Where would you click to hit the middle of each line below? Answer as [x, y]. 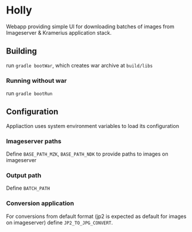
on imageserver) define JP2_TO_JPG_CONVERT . [60, 222]
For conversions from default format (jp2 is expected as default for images [96, 216]
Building [21, 51]
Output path [24, 176]
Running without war [36, 80]
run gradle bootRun [29, 93]
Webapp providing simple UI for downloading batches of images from [90, 26]
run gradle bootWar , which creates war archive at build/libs [80, 65]
